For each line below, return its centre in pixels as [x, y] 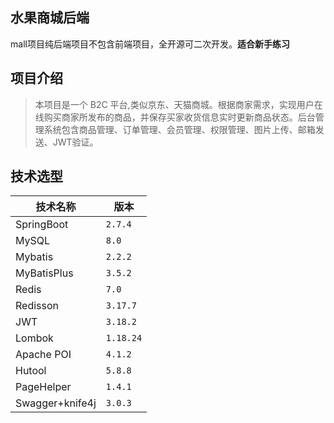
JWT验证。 [75, 142]
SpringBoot [42, 225]
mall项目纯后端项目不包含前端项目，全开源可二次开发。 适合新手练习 [150, 44]
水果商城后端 [50, 18]
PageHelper [43, 387]
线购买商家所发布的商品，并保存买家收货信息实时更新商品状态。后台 [175, 117]
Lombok [34, 338]
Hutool [31, 371]
